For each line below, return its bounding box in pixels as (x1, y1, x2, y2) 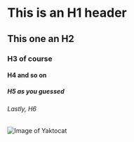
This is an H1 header (7, 5, 128, 21)
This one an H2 (7, 33, 75, 45)
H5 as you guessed (7, 87, 65, 95)
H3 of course (7, 54, 53, 64)
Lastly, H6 (7, 105, 37, 113)
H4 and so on (7, 71, 47, 80)
